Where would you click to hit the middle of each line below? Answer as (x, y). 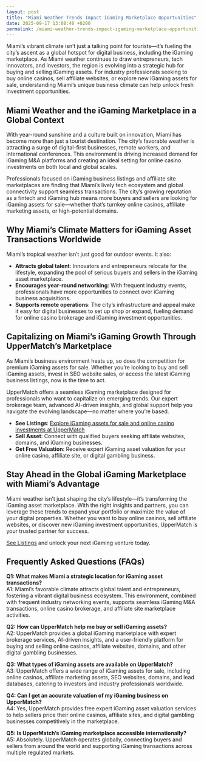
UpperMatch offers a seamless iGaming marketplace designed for (89, 392)
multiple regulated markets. (40, 753)
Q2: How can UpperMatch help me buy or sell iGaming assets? (87, 627)
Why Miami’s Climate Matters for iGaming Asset (99, 230)
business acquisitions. (43, 298)
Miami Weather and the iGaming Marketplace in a (101, 110)
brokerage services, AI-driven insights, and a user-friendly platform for (95, 640)
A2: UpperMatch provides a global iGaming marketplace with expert (91, 633)
